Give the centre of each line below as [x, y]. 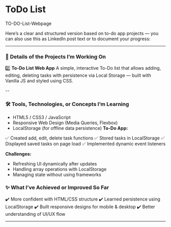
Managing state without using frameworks [57, 175]
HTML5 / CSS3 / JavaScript [42, 117]
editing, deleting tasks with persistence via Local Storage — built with [78, 75]
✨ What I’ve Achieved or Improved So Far [57, 188]
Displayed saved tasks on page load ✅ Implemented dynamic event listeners [85, 144]
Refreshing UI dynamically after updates [55, 163]
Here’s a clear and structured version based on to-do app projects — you [82, 33]
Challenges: [18, 154]
